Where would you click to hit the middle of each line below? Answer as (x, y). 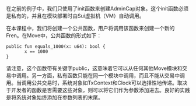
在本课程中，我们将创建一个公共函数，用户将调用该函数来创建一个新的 (90, 28)
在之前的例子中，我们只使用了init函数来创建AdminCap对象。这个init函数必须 (97, 8)
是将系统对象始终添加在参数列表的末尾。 (55, 97)
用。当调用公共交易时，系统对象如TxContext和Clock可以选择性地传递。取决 (97, 83)
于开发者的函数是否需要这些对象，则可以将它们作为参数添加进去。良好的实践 (98, 90)
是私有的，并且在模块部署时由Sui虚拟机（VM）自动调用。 (75, 16)
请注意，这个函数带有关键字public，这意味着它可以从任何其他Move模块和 (94, 68)
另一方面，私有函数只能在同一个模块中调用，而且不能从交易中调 (108, 75)
